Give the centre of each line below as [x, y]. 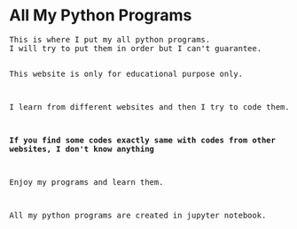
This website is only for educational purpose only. [126, 73]
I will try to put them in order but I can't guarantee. [136, 48]
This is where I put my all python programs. [110, 39]
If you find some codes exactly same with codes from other [143, 140]
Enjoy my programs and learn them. [86, 182]
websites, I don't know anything [82, 149]
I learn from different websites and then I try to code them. [149, 107]
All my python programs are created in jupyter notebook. [138, 215]
